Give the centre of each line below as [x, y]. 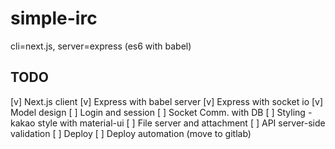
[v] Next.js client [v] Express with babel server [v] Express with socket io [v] [167, 101]
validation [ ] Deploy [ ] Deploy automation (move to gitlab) [131, 133]
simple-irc [54, 18]
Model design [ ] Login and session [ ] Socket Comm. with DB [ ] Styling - [161, 112]
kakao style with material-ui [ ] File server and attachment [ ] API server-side [168, 123]
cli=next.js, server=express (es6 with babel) [101, 46]
